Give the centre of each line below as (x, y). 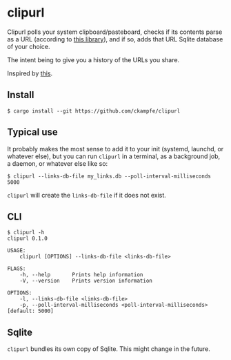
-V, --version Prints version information (86, 281)
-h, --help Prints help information (81, 275)
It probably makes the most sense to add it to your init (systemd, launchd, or (115, 149)
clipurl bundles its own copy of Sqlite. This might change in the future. (109, 349)
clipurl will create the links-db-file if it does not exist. (87, 195)
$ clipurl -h (26, 233)
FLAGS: (17, 269)
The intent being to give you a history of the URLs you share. (93, 59)
